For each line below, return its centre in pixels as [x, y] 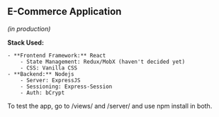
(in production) [29, 28]
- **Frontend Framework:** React [57, 55]
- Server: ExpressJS [50, 80]
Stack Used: [26, 43]
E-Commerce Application [64, 12]
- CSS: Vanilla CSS [49, 68]
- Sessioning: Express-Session [66, 87]
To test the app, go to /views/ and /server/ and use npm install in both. [110, 106]
